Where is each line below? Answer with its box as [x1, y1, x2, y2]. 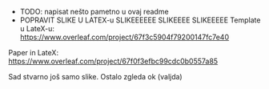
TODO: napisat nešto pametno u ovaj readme [19, 7, 170, 16]
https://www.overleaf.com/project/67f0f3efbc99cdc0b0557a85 [8, 56, 219, 66]
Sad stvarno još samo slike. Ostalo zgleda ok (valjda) [8, 72, 183, 81]
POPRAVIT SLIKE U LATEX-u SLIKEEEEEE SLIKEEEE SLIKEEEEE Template [19, 15, 261, 25]
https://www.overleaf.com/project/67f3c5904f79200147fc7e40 [19, 32, 230, 42]
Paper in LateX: [8, 48, 58, 57]
